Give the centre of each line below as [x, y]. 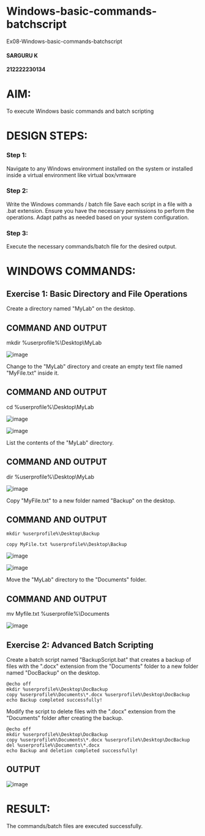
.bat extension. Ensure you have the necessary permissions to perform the [100, 210]
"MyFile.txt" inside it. [33, 373]
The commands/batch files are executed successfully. [75, 826]
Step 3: [17, 233]
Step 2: [17, 191]
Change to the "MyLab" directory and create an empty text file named [95, 366]
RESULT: [28, 809]
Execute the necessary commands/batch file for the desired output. [91, 247]
